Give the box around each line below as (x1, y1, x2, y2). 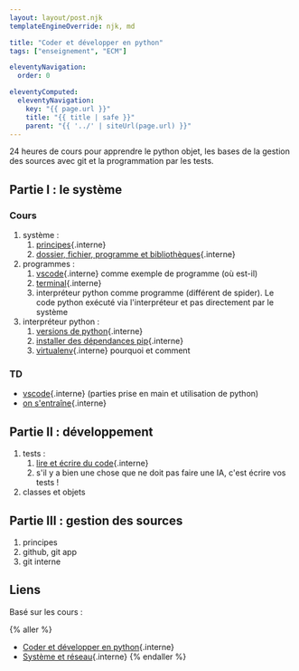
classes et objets (22, 486, 86, 498)
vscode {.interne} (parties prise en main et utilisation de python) (22, 388, 259, 399)
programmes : (22, 259, 75, 270)
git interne (22, 556, 61, 567)
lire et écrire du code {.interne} (35, 458, 149, 469)
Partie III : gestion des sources (9, 513, 183, 528)
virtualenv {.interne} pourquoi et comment (35, 345, 191, 356)
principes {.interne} (35, 239, 107, 250)
